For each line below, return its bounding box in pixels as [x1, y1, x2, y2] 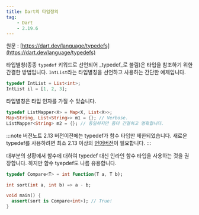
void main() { [6, 192, 41, 199]
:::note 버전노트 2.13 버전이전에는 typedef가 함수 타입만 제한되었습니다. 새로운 [6, 132, 188, 139]
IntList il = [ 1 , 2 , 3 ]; [6, 86, 68, 92]
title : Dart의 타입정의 [6, 8, 59, 15]
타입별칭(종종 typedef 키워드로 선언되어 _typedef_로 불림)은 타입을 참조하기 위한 [6, 61, 193, 68]
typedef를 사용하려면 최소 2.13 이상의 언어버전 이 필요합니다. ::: [6, 139, 152, 146]
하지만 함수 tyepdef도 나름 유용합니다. [28, 159, 117, 166]
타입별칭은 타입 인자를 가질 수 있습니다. [6, 97, 97, 105]
